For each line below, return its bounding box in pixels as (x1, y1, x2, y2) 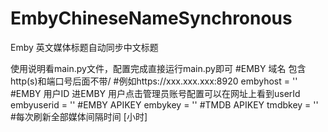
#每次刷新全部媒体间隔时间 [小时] (10, 110, 148, 122)
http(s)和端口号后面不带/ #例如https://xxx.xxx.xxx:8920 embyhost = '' (10, 75, 298, 87)
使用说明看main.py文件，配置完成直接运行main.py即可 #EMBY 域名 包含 (10, 62, 307, 74)
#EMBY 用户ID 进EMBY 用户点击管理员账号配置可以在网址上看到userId (10, 87, 301, 99)
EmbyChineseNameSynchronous (10, 7, 293, 30)
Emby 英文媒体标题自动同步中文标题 (10, 41, 159, 53)
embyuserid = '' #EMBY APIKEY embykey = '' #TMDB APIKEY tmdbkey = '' (10, 98, 319, 111)
